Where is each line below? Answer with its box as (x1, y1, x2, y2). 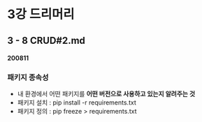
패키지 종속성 (7, 73, 49, 82)
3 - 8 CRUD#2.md (7, 34, 86, 46)
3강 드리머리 (7, 6, 75, 22)
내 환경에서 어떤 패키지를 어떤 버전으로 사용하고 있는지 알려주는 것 (17, 90, 196, 98)
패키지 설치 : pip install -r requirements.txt (17, 98, 136, 107)
